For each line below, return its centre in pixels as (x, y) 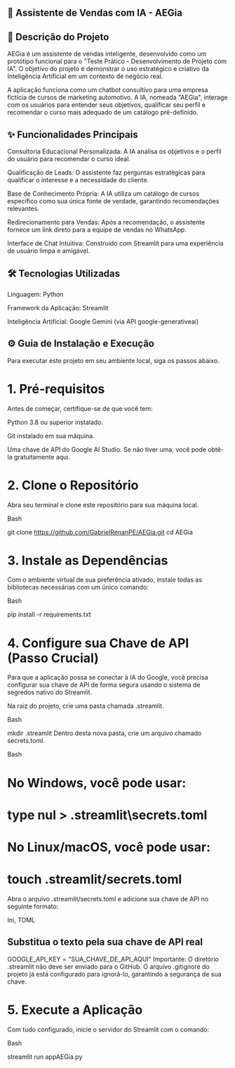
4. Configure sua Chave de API (98, 643)
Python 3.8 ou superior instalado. (55, 422)
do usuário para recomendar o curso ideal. (69, 159)
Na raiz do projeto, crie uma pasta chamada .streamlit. (86, 706)
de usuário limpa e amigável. (49, 251)
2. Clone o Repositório (73, 485)
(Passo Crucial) (53, 658)
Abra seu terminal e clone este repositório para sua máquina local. (103, 504)
